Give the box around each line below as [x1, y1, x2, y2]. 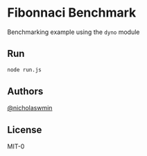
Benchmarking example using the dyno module [7, 28, 140, 36]
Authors [7, 85, 44, 98]
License [7, 123, 42, 136]
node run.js [7, 66, 42, 73]
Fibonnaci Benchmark [7, 5, 137, 21]
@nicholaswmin [7, 104, 53, 112]
